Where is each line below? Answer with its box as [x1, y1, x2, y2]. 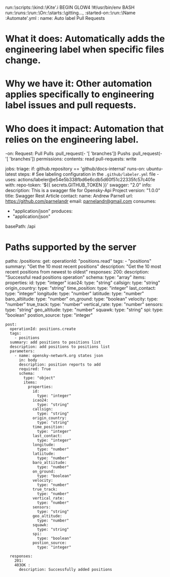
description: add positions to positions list [10, 344, 110, 349]
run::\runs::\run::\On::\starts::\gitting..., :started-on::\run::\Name [5, 10, 136, 16]
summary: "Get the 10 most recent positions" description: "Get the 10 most [5, 263, 161, 269]
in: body [18, 358, 38, 363]
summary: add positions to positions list [10, 340, 101, 345]
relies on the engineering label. [5, 133, 139, 145]
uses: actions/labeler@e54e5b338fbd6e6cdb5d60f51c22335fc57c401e [5, 177, 156, 183]
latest [5, 171, 17, 177]
